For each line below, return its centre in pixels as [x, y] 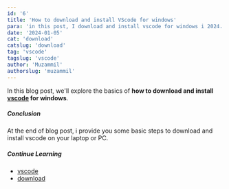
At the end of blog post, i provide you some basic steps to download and [110, 131]
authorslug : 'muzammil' [41, 71]
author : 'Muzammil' [35, 65]
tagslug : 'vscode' [33, 58]
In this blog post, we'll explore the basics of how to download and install [110, 91]
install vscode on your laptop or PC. [58, 138]
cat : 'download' [30, 39]
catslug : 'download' [37, 45]
